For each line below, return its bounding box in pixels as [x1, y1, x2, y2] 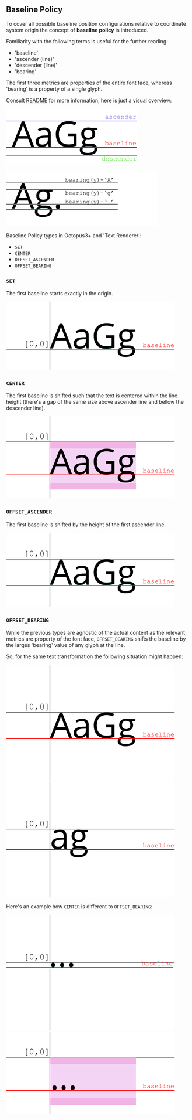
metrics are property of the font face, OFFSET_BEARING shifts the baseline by [6, 635, 186, 642]
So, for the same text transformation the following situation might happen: [6, 653, 184, 660]
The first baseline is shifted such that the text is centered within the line [6, 392, 178, 399]
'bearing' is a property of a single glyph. [6, 85, 103, 93]
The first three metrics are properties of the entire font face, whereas [6, 79, 172, 86]
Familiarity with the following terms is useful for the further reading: [6, 38, 168, 45]
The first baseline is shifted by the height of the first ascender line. [6, 521, 166, 528]
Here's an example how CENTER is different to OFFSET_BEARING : [6, 903, 153, 910]
